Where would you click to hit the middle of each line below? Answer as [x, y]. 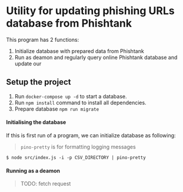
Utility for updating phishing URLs [90, 11]
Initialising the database [36, 123]
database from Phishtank [69, 23]
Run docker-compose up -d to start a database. [71, 96]
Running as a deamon [33, 171]
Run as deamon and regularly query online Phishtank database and [96, 57]
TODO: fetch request [46, 184]
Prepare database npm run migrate [57, 109]
